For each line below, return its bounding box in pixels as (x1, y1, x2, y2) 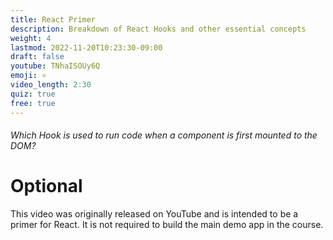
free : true (10, 98, 56, 108)
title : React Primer (10, 14, 97, 25)
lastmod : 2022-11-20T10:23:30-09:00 (10, 42, 163, 53)
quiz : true (10, 89, 56, 99)
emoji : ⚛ (10, 71, 47, 81)
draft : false (10, 52, 65, 62)
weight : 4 (10, 33, 52, 43)
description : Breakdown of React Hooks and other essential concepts (10, 24, 307, 34)
